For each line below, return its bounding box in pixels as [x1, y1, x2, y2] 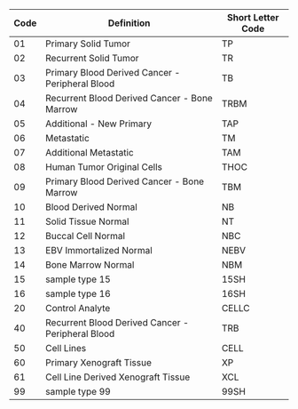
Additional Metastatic [45, 147, 135, 158]
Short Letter [226, 12, 279, 23]
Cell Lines [45, 342, 87, 354]
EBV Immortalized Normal [45, 245, 153, 256]
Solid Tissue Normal [45, 215, 129, 228]
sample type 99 [45, 386, 111, 397]
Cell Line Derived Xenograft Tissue [45, 371, 191, 383]
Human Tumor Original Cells [45, 161, 162, 172]
